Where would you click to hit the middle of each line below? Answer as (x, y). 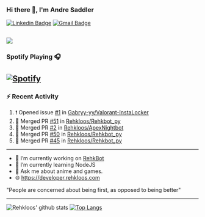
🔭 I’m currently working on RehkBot (59, 158)
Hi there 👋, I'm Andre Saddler (50, 10)
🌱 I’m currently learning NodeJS (55, 165)
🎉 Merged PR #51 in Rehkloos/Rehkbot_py (68, 121)
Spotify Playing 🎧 (34, 56)
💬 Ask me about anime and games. (59, 171)
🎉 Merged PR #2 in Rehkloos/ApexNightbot (69, 128)
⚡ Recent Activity (33, 96)
